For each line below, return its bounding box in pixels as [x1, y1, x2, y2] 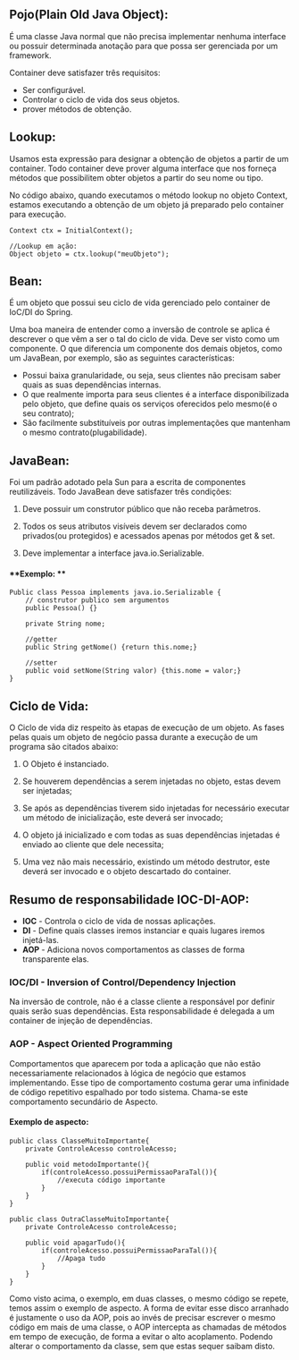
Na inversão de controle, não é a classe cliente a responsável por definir [9, 997, 275, 1007]
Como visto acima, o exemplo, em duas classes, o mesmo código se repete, [9, 1293, 289, 1304]
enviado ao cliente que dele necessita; [21, 839, 164, 850]
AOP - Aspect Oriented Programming [9, 1038, 173, 1050]
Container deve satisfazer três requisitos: [9, 67, 161, 78]
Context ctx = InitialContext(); [9, 225, 134, 235]
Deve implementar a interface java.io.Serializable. [21, 548, 205, 558]
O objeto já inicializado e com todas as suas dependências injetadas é [21, 829, 280, 840]
